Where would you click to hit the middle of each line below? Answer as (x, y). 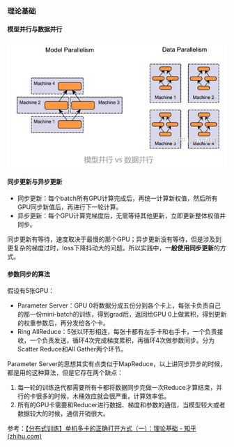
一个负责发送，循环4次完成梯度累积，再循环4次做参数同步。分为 (122, 340)
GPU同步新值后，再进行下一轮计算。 (70, 207)
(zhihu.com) (24, 437)
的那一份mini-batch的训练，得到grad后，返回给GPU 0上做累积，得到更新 (122, 315)
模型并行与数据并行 (35, 29)
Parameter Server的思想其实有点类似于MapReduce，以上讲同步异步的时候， (117, 364)
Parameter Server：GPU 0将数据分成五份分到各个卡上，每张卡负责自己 (119, 305)
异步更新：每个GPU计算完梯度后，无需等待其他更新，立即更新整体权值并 (122, 216)
